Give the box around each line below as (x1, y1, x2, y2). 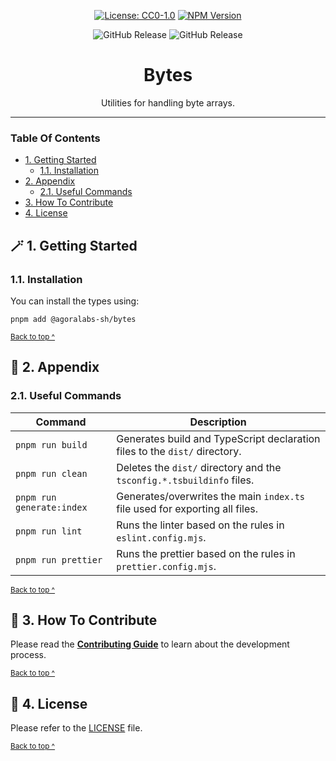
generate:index (15, 501, 88, 513)
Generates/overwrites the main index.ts (116, 489, 306, 503)
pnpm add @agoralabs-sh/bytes (10, 314, 137, 324)
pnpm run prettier (15, 554, 103, 565)
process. (10, 649, 47, 661)
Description (189, 415, 247, 429)
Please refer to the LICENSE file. (10, 722, 143, 734)
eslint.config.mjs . (116, 530, 207, 544)
